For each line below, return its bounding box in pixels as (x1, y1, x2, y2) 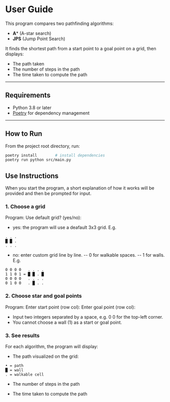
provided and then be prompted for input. (5, 191, 92, 197)
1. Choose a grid (5, 203, 46, 210)
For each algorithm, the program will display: (5, 344, 99, 350)
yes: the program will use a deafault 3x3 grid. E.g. (12, 225, 116, 231)
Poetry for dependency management (12, 110, 90, 116)
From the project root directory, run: (5, 143, 80, 149)
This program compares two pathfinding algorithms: (5, 20, 114, 26)
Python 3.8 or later (12, 104, 52, 110)
